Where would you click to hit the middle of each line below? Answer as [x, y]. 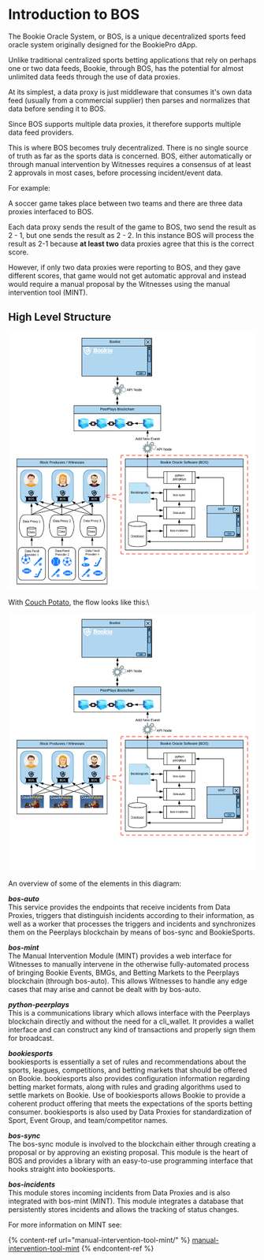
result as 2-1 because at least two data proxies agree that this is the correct [131, 243]
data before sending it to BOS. [57, 109]
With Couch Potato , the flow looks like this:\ [79, 602]
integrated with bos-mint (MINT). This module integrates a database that [126, 1201]
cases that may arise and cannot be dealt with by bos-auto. [105, 989]
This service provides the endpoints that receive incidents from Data [119, 907]
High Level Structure [60, 317]
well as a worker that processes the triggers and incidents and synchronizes [132, 924]
